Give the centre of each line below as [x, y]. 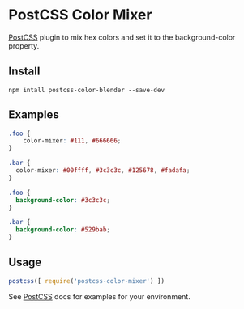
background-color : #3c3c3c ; [63, 200]
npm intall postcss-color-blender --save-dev [86, 90]
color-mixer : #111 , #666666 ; [72, 141]
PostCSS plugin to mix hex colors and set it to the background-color [122, 37]
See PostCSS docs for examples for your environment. [99, 296]
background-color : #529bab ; [63, 230]
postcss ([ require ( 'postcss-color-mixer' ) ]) [86, 281]
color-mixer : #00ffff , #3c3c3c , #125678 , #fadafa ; [103, 171]
